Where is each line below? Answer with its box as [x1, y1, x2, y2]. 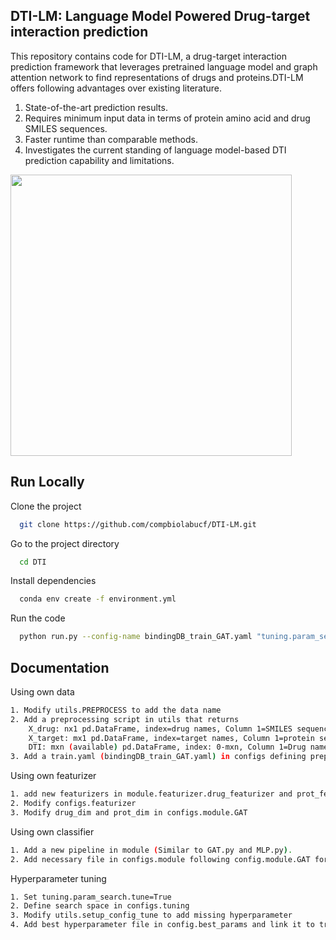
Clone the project [10, 500, 82, 512]
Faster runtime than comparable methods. [24, 133, 198, 145]
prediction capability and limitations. [24, 154, 175, 166]
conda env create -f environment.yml [19, 594, 177, 604]
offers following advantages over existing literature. [10, 82, 223, 94]
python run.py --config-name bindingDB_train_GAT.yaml [19, 632, 253, 642]
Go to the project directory [10, 537, 120, 549]
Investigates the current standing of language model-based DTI [24, 144, 287, 156]
